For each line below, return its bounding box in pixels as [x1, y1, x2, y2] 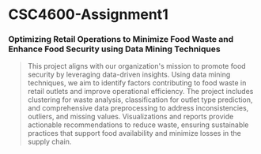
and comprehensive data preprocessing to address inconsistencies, [27, 103, 249, 113]
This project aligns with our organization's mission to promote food [27, 62, 247, 71]
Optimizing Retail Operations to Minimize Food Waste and [8, 34, 234, 45]
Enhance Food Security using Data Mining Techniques [8, 43, 221, 54]
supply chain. [27, 137, 72, 147]
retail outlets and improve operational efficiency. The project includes [27, 87, 254, 96]
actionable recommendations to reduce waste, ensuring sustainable [27, 120, 249, 130]
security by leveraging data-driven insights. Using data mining [27, 69, 231, 80]
